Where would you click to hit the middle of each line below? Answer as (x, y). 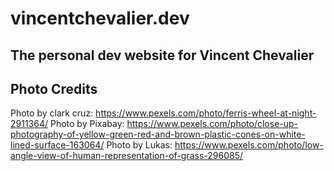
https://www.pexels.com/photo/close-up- (212, 124)
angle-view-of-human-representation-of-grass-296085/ (126, 156)
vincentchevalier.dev (100, 18)
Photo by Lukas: (139, 145)
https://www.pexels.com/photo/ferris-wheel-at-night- (206, 113)
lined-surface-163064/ (57, 145)
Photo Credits (54, 88)
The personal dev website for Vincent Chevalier (162, 55)
